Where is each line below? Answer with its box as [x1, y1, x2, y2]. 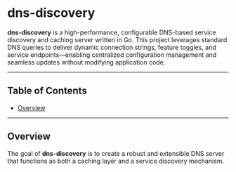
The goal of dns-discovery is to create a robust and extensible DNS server [7, 149, 225, 157]
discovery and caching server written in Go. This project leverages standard [7, 35, 228, 44]
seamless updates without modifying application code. [7, 58, 166, 66]
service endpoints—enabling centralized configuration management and [7, 51, 217, 59]
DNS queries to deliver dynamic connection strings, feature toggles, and [7, 43, 216, 51]
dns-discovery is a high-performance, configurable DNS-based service [7, 28, 216, 37]
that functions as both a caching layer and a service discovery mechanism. [7, 157, 225, 165]
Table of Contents [7, 85, 88, 97]
